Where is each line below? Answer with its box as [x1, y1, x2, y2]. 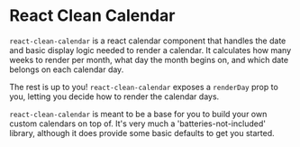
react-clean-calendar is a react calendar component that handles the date [9, 35, 286, 46]
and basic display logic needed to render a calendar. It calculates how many [9, 44, 292, 55]
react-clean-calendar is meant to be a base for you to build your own [9, 108, 268, 119]
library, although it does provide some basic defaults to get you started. [9, 127, 275, 138]
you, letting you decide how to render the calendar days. [9, 91, 220, 102]
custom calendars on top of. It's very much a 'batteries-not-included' [9, 118, 266, 129]
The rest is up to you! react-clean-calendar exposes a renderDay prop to [9, 81, 279, 92]
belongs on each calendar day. [9, 64, 124, 75]
